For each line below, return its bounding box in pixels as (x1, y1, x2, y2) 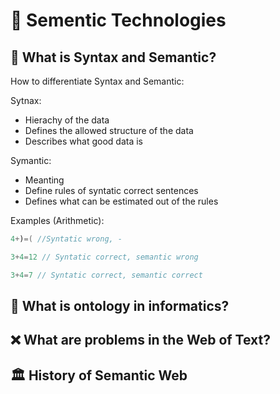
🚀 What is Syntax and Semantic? (10, 49, 217, 66)
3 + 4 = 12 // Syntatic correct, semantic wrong (10, 252, 199, 262)
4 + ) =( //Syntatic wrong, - (10, 234, 123, 244)
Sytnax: (10, 95, 42, 106)
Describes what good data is (24, 135, 143, 147)
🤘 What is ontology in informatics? (10, 298, 230, 315)
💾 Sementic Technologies (10, 9, 227, 32)
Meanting (24, 174, 65, 186)
